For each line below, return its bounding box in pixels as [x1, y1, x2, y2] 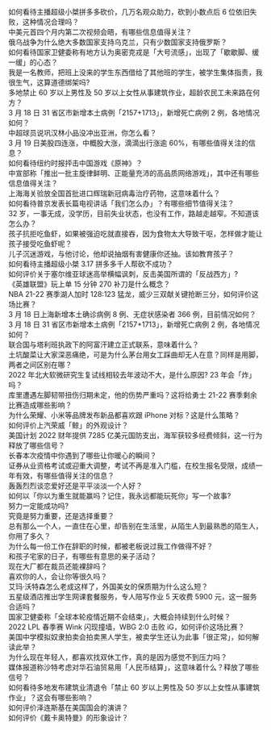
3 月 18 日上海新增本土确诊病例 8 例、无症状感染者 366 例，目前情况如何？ [8, 310, 256, 319]
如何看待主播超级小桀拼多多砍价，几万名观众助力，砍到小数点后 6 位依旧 [8, 7, 250, 16]
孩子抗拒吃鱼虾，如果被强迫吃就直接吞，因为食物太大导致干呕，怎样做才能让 [8, 229, 263, 238]
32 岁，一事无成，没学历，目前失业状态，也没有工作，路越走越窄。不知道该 [8, 209, 260, 218]
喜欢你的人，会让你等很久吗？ [8, 572, 107, 581]
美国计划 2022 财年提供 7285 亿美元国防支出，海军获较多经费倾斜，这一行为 [8, 431, 263, 440]
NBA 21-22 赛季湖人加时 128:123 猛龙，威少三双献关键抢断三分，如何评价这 [8, 290, 260, 298]
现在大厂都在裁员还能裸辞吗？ [8, 561, 107, 571]
